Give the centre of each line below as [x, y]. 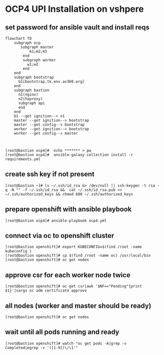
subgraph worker [39, 60]
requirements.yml [23, 159]
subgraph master [37, 47]
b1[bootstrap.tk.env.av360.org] [51, 82]
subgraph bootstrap [34, 77]
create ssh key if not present [50, 174]
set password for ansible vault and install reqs [77, 27]
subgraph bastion [32, 90]
